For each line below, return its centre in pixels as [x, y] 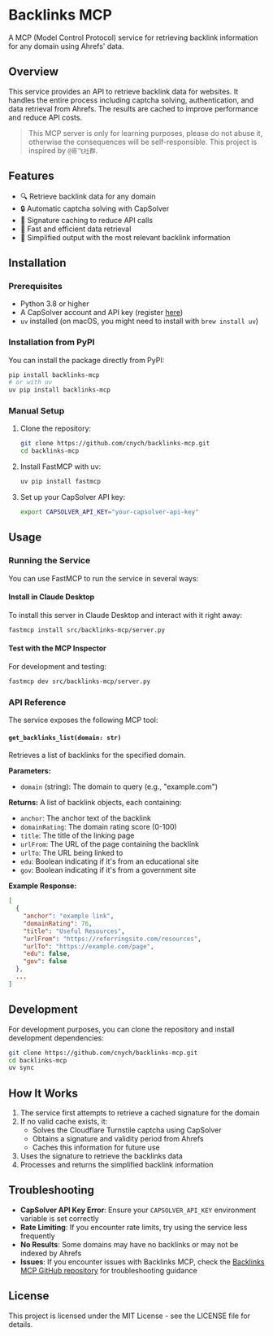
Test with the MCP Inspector [58, 648]
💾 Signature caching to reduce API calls [86, 220]
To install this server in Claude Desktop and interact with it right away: [126, 615]
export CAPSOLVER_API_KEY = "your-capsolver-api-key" [109, 512]
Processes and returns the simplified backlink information [117, 1165]
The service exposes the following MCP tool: [83, 720]
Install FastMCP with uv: [61, 467]
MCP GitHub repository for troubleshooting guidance [108, 1270]
